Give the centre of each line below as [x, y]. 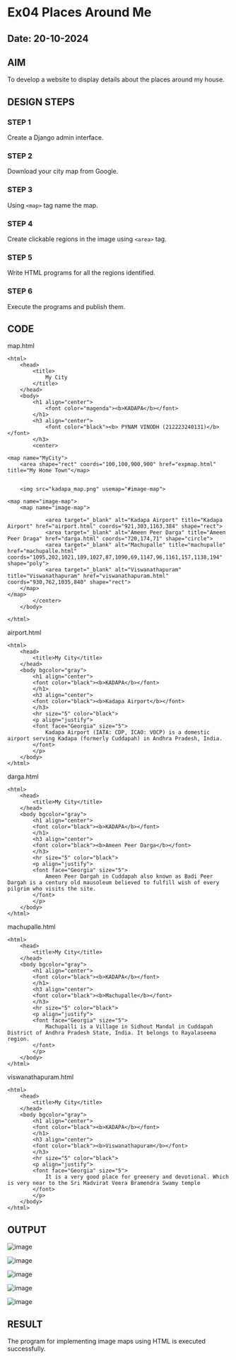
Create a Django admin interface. [55, 138]
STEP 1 [19, 122]
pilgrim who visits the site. [52, 889]
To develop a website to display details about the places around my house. [116, 79]
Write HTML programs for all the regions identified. [81, 273]
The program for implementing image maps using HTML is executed [107, 1341]
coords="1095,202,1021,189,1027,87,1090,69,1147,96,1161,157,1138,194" [115, 557]
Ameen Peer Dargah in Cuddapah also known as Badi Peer [129, 876]
